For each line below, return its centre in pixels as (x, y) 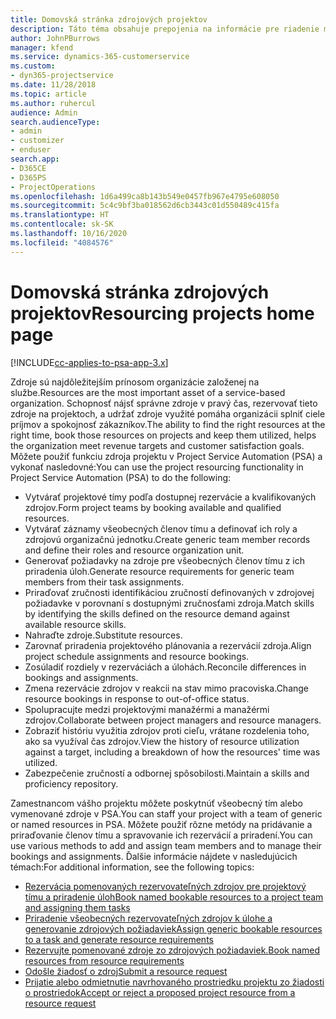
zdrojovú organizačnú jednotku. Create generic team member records (167, 539)
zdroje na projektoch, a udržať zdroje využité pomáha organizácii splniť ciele (168, 413)
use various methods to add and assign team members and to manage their (166, 845)
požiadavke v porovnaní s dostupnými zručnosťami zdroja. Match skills (169, 603)
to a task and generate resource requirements (119, 939)
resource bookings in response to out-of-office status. (137, 698)
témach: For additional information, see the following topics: (132, 867)
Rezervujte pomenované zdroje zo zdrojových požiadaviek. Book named (172, 950)
